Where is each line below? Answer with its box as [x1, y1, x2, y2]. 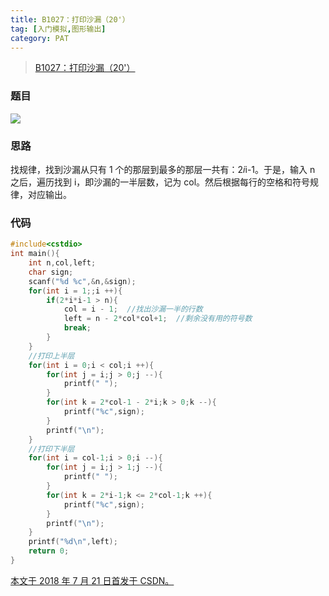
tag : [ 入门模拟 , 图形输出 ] [10, 24, 107, 34]
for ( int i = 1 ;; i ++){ [28, 286, 123, 296]
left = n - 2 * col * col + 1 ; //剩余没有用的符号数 [63, 314, 253, 324]
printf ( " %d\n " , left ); [28, 537, 118, 547]
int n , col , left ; [28, 258, 97, 268]
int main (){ [10, 249, 60, 259]
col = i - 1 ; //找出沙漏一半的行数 [63, 304, 203, 315]
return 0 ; [28, 546, 70, 556]
